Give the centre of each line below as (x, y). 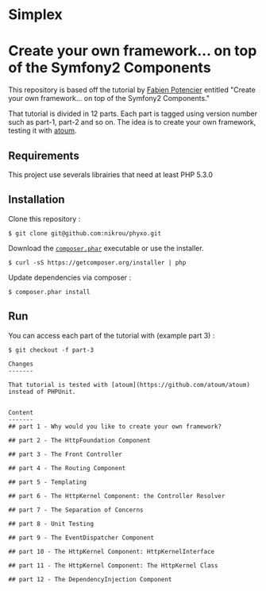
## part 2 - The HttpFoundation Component (79, 440)
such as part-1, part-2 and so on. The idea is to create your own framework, (132, 122)
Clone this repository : (44, 218)
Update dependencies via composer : (70, 277)
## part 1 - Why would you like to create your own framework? (115, 427)
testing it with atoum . (42, 131)
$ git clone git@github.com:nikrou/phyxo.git (85, 233)
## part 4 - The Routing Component (67, 468)
